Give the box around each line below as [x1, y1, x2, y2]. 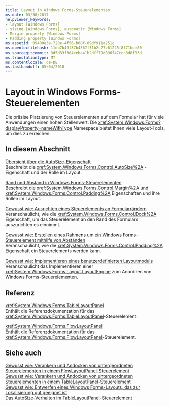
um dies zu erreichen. [5, 131, 51, 137]
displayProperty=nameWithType [5, 125, 73, 131]
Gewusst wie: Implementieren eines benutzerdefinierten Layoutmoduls [5, 258, 153, 264]
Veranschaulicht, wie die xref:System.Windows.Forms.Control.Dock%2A [5, 211, 157, 217]
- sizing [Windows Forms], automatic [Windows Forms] [5, 27, 122, 32]
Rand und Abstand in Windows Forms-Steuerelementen [5, 179, 122, 185]
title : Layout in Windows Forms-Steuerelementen [5, 7, 110, 13]
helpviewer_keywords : [5, 17, 51, 22]
